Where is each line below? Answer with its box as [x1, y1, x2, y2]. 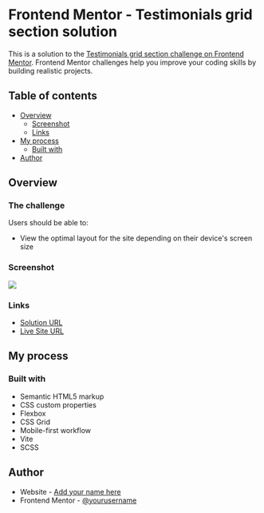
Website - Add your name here [19, 487, 121, 496]
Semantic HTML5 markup [19, 392, 104, 401]
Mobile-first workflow [19, 425, 92, 435]
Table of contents [8, 89, 97, 103]
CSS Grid [19, 417, 50, 427]
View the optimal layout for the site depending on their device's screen [19, 233, 253, 243]
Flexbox [19, 408, 46, 418]
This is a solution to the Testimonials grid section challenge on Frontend [8, 49, 245, 58]
